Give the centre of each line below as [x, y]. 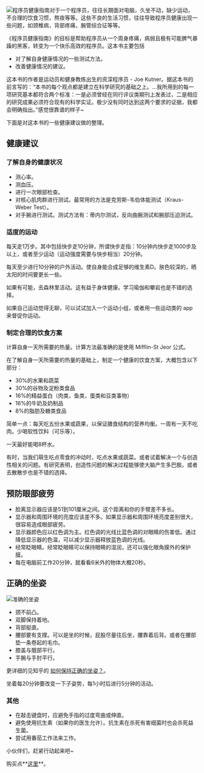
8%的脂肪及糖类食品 [41, 411]
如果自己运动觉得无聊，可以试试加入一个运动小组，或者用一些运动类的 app [100, 307]
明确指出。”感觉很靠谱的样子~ [48, 110]
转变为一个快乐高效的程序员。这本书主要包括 [88, 46]
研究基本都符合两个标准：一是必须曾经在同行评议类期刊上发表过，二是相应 [104, 94]
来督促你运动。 [25, 315]
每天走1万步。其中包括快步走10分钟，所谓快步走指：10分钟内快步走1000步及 [101, 246]
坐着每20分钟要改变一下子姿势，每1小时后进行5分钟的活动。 [81, 683]
